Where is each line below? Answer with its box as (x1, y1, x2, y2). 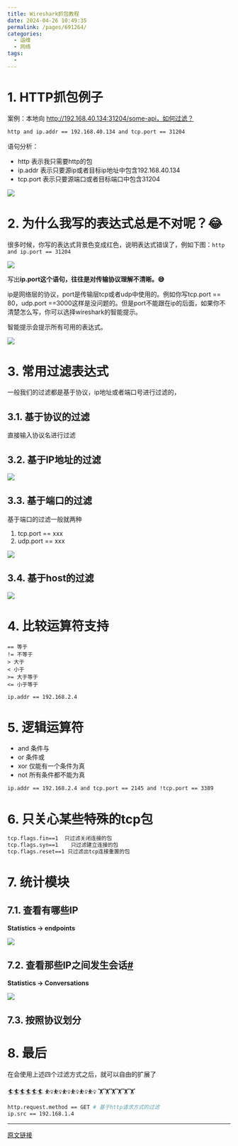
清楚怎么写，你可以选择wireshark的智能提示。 (7, 308, 142, 316)
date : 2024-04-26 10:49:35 (7, 17, 87, 24)
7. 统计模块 (7, 875, 69, 890)
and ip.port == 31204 (7, 248, 72, 255)
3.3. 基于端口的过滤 (7, 495, 93, 507)
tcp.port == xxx (17, 529, 64, 537)
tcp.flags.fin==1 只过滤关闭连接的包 (7, 835, 112, 842)
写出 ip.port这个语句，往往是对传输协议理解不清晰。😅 (7, 274, 165, 283)
